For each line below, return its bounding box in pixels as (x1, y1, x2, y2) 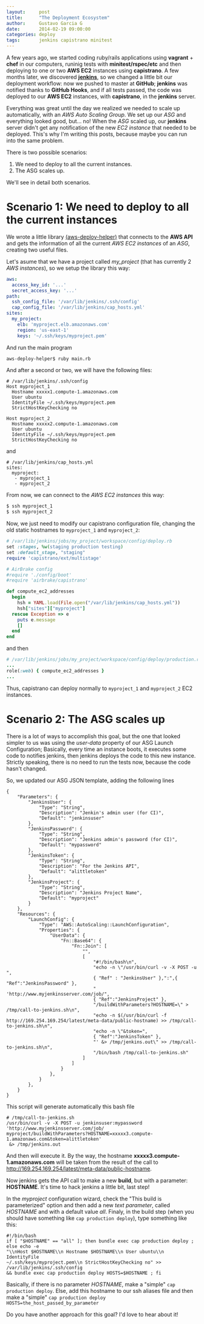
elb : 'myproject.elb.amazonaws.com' (17, 321, 110, 328)
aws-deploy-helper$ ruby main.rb (6, 356, 91, 362)
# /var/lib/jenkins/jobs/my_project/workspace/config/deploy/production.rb (6, 657, 202, 663)
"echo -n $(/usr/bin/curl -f (93, 1012, 167, 1018)
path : (6, 293, 20, 299)
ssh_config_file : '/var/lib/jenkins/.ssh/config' (12, 299, 140, 305)
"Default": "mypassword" (38, 842, 102, 848)
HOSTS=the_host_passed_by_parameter (6, 1300, 99, 1306)
